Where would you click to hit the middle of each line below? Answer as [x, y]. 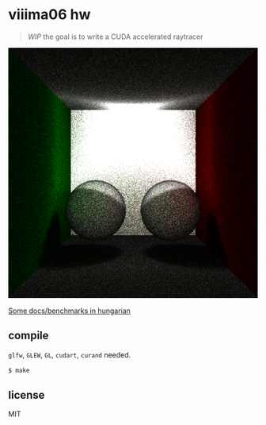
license [27, 395]
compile [28, 336]
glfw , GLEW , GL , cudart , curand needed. [70, 354]
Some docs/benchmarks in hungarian [69, 311]
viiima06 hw [49, 15]
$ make [19, 370]
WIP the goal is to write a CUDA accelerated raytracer [115, 37]
